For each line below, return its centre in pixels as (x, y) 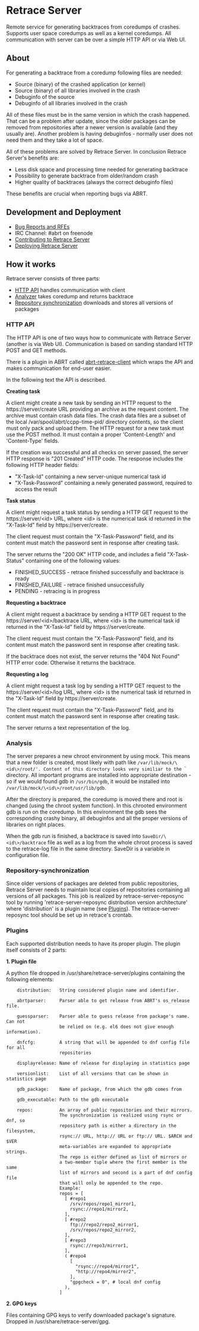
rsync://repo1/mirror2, (99, 1209)
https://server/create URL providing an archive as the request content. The (97, 409)
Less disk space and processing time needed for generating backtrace (101, 169)
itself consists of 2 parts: (37, 950)
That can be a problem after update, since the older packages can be (91, 121)
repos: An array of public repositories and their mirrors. (105, 1110)
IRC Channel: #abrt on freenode (54, 233)
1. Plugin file (21, 961)
